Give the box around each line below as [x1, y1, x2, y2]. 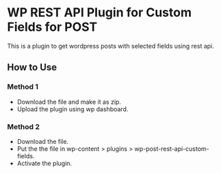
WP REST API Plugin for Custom [7, 5, 192, 20]
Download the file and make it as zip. [16, 98, 122, 106]
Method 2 [7, 121, 40, 131]
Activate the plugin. [16, 159, 73, 167]
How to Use [7, 61, 57, 73]
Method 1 [7, 82, 39, 91]
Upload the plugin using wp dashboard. [16, 104, 129, 113]
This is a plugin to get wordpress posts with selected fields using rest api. [7, 42, 214, 50]
